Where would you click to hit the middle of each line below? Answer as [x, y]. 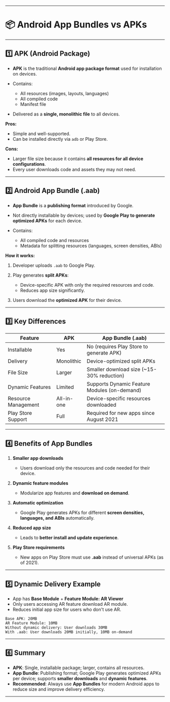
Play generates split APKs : [41, 275]
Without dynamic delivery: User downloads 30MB [56, 628]
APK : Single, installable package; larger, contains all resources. [78, 668]
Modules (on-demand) [114, 391]
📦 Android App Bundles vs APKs [76, 25]
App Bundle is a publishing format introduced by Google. [73, 205]
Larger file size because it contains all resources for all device [78, 159]
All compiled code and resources [55, 240]
